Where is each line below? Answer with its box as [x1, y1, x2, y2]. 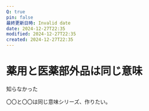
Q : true [6, 8, 26, 15]
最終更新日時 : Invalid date [6, 20, 71, 26]
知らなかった [6, 85, 38, 92]
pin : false [6, 14, 34, 20]
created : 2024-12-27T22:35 [6, 37, 74, 43]
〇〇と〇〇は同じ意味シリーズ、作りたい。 [6, 98, 111, 105]
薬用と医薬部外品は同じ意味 [6, 64, 143, 78]
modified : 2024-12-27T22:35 [6, 31, 77, 37]
